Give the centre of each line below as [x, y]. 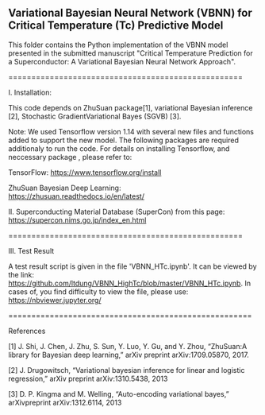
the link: [21, 274]
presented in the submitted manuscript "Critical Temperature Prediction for [131, 53]
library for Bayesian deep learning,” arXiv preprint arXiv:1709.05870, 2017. [129, 355]
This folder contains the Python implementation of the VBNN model [118, 45]
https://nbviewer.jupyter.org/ [55, 300]
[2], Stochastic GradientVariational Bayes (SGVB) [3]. [95, 116]
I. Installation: [30, 92]
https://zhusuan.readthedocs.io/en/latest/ [77, 196]
